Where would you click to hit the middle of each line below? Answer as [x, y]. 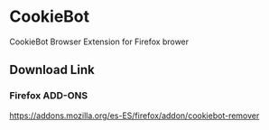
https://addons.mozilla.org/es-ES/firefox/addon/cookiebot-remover [134, 116]
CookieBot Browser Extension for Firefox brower [99, 42]
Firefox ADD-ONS [49, 96]
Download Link [52, 70]
